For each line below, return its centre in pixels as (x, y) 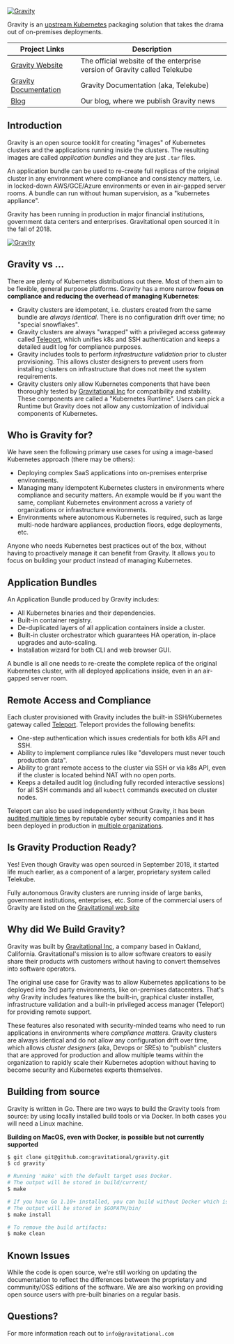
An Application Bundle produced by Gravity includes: (83, 599)
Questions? (33, 1316)
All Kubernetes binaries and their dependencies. (86, 613)
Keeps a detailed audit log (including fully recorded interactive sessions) (121, 783)
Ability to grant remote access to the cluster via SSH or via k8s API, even (122, 768)
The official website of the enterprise (141, 61)
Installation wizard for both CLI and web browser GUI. (94, 650)
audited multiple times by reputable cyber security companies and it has (111, 819)
